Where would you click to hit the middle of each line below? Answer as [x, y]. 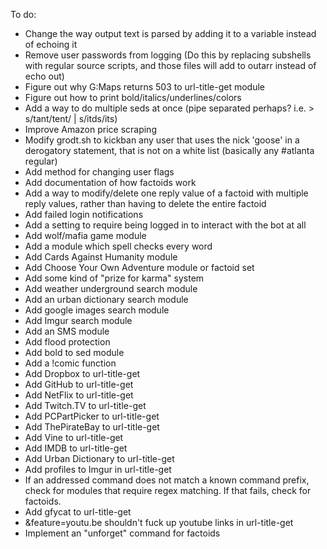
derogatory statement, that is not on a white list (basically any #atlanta [169, 150]
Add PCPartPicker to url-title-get [92, 416]
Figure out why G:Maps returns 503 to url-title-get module [144, 87]
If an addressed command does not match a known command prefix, [167, 480]
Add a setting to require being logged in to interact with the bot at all [165, 225]
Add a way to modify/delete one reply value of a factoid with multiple [166, 193]
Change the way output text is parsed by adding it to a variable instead [170, 33]
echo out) [44, 76]
